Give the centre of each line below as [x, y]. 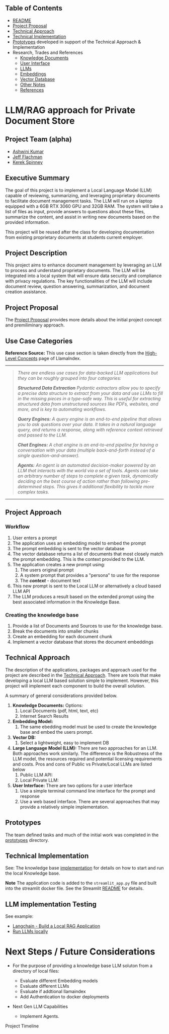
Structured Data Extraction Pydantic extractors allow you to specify [89, 388]
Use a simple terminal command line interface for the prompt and [88, 791]
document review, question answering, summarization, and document [77, 287]
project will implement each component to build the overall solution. [75, 685]
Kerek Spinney [27, 162]
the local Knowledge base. [33, 873]
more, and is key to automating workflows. [62, 409]
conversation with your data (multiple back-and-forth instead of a [86, 450]
